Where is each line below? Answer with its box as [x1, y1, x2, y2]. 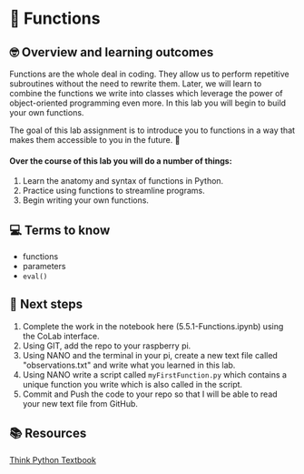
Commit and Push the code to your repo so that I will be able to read [22, 388, 279, 399]
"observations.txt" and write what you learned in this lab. [22, 359, 236, 370]
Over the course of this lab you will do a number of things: [9, 155, 233, 166]
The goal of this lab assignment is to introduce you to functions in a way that [9, 125, 296, 136]
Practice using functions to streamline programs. [22, 186, 206, 197]
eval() [22, 272, 48, 281]
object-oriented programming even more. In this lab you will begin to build [9, 97, 287, 108]
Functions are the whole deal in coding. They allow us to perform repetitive [9, 68, 290, 79]
